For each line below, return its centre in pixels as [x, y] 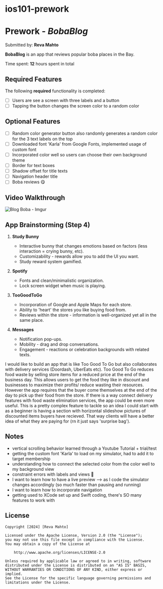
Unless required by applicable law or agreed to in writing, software [78, 561]
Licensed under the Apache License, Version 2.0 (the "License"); [74, 535]
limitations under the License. [38, 582]
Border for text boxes [33, 166]
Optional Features [33, 121]
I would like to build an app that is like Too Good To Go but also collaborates [81, 364]
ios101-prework [37, 9]
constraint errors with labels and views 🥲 [53, 474]
